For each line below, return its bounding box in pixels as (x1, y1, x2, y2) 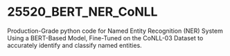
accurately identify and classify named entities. (7, 41, 142, 49)
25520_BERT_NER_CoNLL (7, 4, 158, 20)
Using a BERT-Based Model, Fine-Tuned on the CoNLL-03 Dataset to (7, 33, 204, 42)
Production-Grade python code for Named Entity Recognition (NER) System (7, 27, 223, 35)
